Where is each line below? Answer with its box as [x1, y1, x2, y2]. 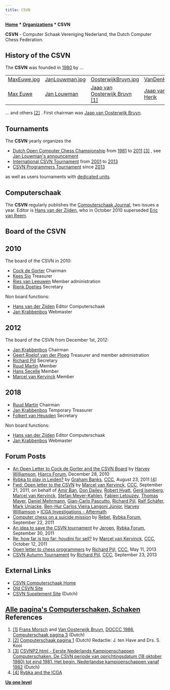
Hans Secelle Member [12, 368, 59, 375]
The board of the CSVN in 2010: [5, 258, 72, 264]
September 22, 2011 [12, 519, 55, 525]
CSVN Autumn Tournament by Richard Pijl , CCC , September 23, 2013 [12, 551, 157, 557]
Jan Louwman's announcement [12, 153, 78, 159]
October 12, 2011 [12, 541, 48, 547]
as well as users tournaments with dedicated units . [5, 174, 111, 180]
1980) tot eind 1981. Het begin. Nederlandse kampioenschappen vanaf [12, 659, 159, 665]
